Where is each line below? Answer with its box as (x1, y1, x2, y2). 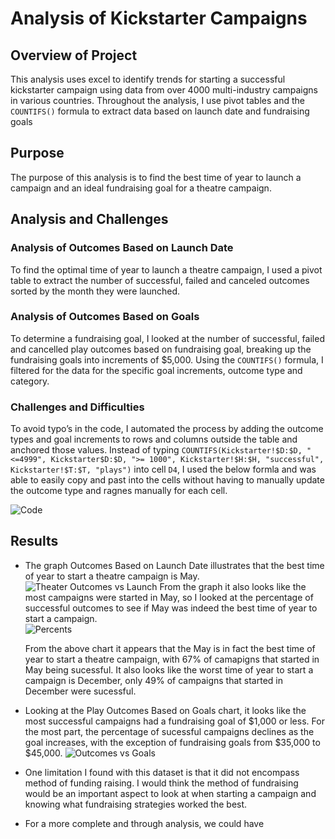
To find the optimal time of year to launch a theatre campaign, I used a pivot (10, 263, 323, 276)
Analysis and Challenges (10, 211, 169, 228)
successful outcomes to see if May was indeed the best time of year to (24, 602, 318, 614)
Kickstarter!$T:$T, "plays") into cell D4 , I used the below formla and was (10, 463, 317, 476)
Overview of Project (10, 47, 138, 64)
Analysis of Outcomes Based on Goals (10, 310, 200, 324)
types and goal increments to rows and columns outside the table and (10, 433, 298, 446)
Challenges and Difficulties (10, 400, 145, 414)
